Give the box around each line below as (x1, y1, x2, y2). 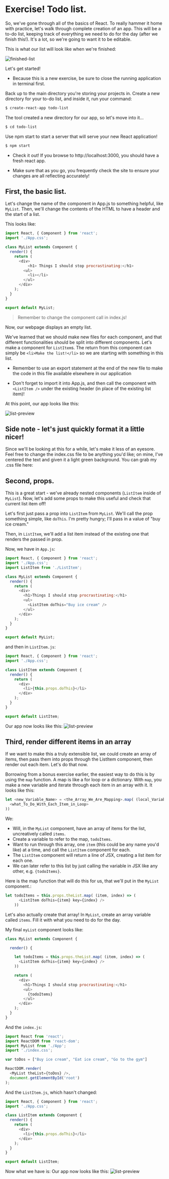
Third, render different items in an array (5, 738, 132, 746)
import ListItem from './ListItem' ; (5, 565, 82, 570)
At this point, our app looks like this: (5, 400, 79, 406)
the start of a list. (5, 211, 40, 217)
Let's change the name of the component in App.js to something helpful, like (5, 200, 163, 207)
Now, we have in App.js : (5, 546, 55, 552)
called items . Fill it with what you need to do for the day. (5, 917, 121, 923)
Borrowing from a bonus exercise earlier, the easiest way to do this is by (5, 771, 155, 777)
